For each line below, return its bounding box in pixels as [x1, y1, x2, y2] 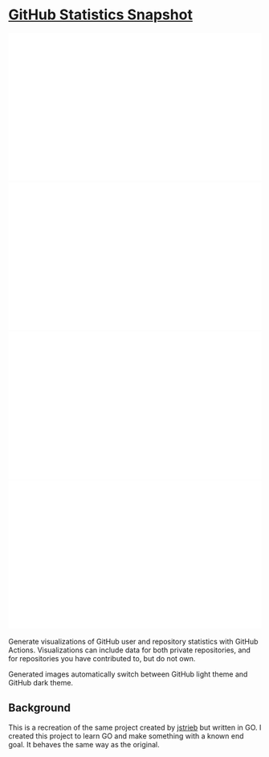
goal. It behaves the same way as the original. [8, 739, 160, 749]
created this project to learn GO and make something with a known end [8, 730, 244, 741]
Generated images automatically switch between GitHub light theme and [8, 669, 248, 679]
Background [8, 701, 71, 715]
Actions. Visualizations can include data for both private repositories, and [8, 645, 251, 655]
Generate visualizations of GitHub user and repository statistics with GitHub [8, 636, 259, 646]
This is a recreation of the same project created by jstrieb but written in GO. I [8, 722, 262, 732]
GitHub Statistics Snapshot [8, 6, 193, 24]
